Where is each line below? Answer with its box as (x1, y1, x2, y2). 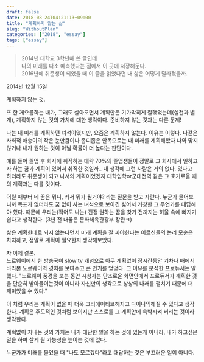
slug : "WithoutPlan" (6, 26, 59, 32)
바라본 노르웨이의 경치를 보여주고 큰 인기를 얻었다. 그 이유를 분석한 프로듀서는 (6, 265, 190, 271)
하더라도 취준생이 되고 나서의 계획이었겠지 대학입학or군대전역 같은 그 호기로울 (6, 173, 191, 179)
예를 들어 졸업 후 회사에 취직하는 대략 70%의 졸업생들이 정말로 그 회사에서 (6, 158, 181, 164)
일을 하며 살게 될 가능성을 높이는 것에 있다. (6, 336, 107, 343)
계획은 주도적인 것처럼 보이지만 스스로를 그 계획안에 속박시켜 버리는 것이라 (19, 308, 195, 315)
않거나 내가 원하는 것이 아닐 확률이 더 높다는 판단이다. (6, 144, 133, 151)
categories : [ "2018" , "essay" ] (6, 32, 86, 38)
